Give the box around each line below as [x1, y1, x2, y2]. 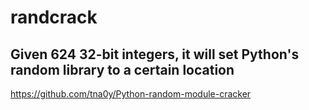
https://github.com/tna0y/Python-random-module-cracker [10, 88, 252, 100]
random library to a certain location [10, 61, 235, 78]
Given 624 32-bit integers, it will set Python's [10, 46, 300, 63]
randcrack [10, 6, 98, 29]
